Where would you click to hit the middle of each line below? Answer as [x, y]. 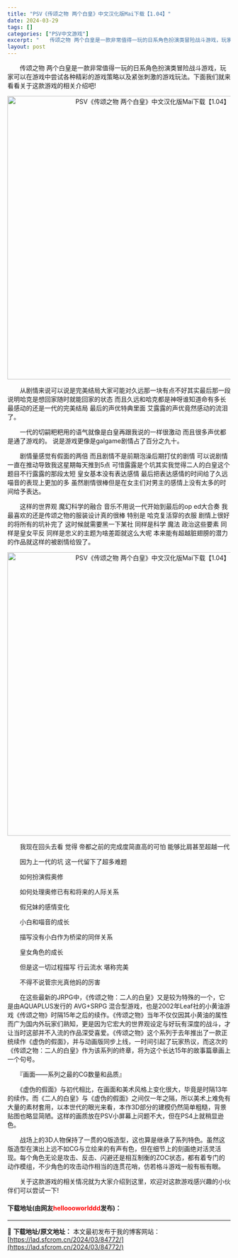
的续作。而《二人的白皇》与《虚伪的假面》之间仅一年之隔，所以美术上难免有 [119, 1098]
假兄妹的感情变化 [44, 907]
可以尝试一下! [39, 1190]
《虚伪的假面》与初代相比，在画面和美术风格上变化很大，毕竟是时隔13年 [124, 1089]
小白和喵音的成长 [44, 922]
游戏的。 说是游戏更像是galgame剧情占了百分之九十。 [104, 441]
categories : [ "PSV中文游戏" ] [48, 34]
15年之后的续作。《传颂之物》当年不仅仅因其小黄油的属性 [145, 1015]
